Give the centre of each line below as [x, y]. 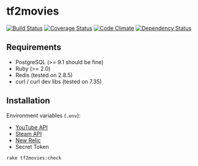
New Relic [28, 140]
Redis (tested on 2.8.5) [44, 75]
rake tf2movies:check [34, 158]
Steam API [28, 134]
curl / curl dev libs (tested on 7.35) [59, 81]
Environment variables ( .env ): [44, 115]
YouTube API [31, 127]
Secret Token [32, 146]
